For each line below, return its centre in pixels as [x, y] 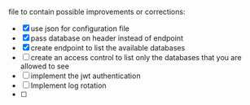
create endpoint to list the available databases [108, 48]
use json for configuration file [80, 28]
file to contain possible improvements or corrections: [97, 12]
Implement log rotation [69, 85]
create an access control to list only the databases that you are [136, 57]
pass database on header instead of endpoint [107, 38]
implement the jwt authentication [86, 76]
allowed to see [44, 66]
